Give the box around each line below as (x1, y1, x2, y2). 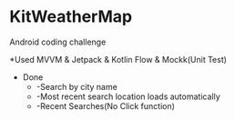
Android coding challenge (9, 36, 107, 47)
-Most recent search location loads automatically (36, 91, 220, 102)
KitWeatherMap (9, 6, 133, 27)
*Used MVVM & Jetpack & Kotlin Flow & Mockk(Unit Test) (9, 54, 228, 65)
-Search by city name (36, 81, 118, 92)
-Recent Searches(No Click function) (36, 100, 176, 111)
